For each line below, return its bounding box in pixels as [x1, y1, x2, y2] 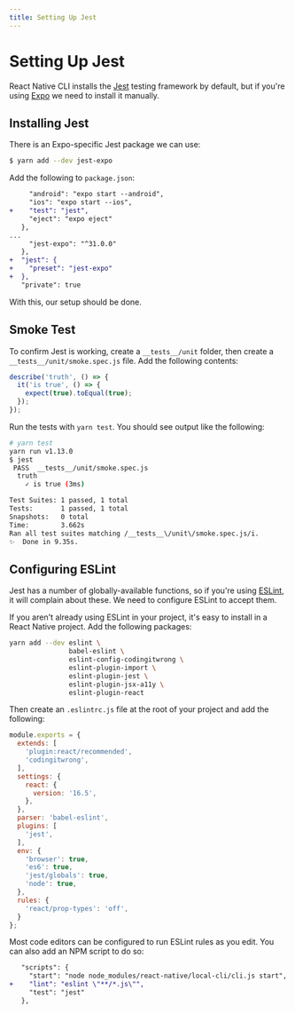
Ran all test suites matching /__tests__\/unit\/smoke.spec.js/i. [9, 529, 260, 538]
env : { [17, 846, 42, 855]
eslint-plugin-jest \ [68, 671, 149, 680]
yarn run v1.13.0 [9, 447, 74, 455]
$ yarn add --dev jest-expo [9, 156, 113, 165]
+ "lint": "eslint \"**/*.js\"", [9, 980, 144, 989]
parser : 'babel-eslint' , [17, 813, 109, 822]
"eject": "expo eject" [28, 214, 113, 223]
